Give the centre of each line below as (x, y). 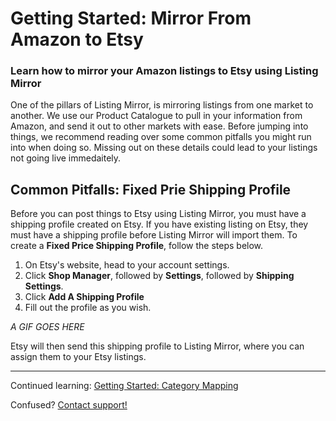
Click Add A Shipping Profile (84, 297)
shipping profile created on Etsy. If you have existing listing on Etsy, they (159, 224)
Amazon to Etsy (77, 39)
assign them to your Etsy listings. (78, 357)
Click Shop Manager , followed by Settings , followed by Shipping (159, 276)
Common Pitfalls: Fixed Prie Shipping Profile (151, 189)
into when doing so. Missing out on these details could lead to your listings (164, 148)
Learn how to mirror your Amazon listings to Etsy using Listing (164, 71)
